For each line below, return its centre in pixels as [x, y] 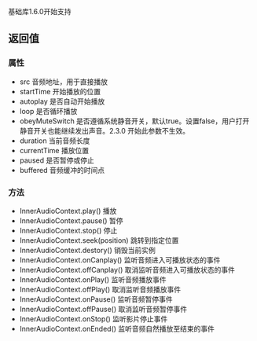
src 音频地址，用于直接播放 [64, 82]
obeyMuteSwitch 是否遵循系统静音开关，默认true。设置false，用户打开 [134, 121]
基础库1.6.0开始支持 [40, 11]
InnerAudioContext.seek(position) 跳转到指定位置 [99, 240]
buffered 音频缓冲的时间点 [62, 170]
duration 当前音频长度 [55, 141]
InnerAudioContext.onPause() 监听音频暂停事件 [96, 299]
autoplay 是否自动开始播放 [62, 101]
